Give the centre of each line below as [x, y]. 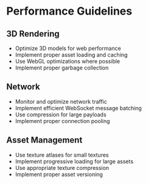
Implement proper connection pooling [62, 121]
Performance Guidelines [69, 11]
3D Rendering [33, 34]
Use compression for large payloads [61, 115]
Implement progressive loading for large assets [74, 161]
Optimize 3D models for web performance [68, 48]
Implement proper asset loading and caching [71, 55]
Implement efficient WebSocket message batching [78, 108]
